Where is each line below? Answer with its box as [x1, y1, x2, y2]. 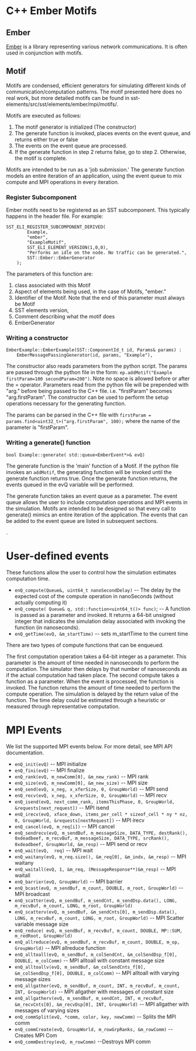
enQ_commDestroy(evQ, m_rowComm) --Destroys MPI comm [14, 1038, 151, 1045]
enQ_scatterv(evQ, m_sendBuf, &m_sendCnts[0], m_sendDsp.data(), [14, 909, 177, 915]
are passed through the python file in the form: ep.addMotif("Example [6, 369, 173, 376]
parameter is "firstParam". [6, 424, 69, 431]
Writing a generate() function [6, 439, 91, 447]
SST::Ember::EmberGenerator [27, 255, 95, 261]
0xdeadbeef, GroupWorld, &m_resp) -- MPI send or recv [14, 840, 147, 847]
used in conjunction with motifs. [6, 49, 83, 56]
